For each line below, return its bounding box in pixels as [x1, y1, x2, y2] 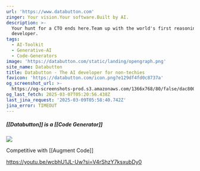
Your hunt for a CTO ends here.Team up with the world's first [11, 25, 171, 31]
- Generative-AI [11, 47, 52, 53]
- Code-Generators [11, 53, 58, 59]
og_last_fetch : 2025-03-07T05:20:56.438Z [6, 91, 111, 97]
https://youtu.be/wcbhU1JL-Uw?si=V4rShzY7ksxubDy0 [6, 159, 142, 166]
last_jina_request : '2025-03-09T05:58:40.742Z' [6, 97, 127, 103]
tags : [6, 36, 20, 42]
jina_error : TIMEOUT [6, 102, 58, 109]
